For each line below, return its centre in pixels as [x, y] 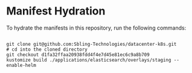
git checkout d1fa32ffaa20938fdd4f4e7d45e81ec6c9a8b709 [78, 55]
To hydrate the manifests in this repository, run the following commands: [96, 28]
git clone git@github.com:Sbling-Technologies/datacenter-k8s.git [91, 44]
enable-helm [21, 65]
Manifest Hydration [56, 11]
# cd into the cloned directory [47, 49]
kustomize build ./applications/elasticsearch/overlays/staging [89, 60]
